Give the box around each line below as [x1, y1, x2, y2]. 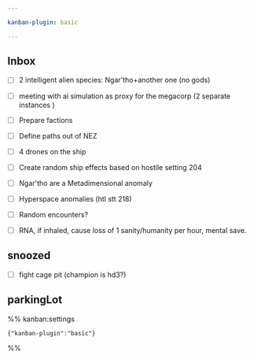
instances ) [18, 100, 56, 109]
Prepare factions [18, 115, 73, 124]
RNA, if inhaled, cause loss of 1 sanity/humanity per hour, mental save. [18, 226, 247, 235]
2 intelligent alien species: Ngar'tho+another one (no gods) [18, 76, 211, 85]
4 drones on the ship [18, 146, 87, 156]
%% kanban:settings [7, 314, 75, 324]
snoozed [7, 249, 51, 262]
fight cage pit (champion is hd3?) [18, 269, 127, 279]
